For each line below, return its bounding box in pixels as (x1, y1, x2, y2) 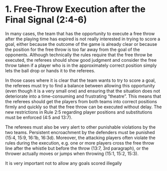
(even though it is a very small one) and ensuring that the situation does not (5, 88, 161, 94)
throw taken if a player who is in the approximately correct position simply (5, 62, 157, 68)
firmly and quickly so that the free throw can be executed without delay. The (5, 104, 162, 110)
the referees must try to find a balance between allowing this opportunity (5, 82, 156, 88)
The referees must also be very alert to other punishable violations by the (5, 124, 156, 130)
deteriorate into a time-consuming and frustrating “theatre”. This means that (5, 93, 162, 99)
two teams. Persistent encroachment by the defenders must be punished (5, 129, 156, 135)
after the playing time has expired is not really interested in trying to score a (5, 36, 161, 42)
